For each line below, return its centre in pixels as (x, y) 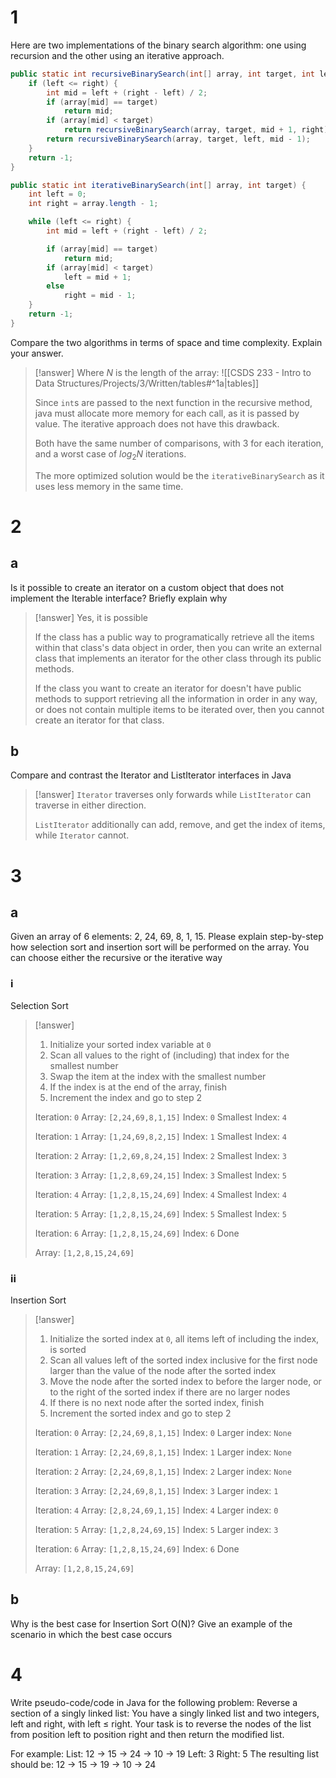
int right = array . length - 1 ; (93, 204)
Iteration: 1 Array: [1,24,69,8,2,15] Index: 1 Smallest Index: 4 (161, 1136)
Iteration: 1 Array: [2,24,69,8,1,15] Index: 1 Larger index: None (163, 1452)
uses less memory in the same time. (109, 486)
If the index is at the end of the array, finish (138, 1087)
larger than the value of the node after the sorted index (163, 1371)
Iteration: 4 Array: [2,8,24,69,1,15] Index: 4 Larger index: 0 (156, 1510)
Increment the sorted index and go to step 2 (140, 1413)
